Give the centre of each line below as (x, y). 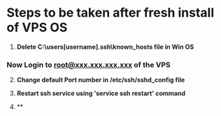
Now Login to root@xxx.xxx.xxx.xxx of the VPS (88, 65)
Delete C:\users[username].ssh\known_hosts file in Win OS (105, 47)
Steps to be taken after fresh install (110, 13)
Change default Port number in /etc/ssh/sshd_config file (101, 80)
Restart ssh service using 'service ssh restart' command (101, 93)
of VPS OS (37, 27)
